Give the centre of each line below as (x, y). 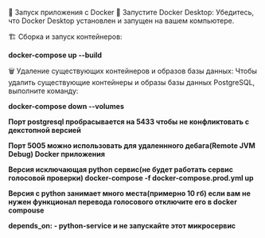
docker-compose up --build (55, 55)
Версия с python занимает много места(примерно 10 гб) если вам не (129, 193)
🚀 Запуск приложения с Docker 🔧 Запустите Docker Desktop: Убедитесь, (131, 12)
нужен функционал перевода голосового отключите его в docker (123, 202)
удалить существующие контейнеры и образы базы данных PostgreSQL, (132, 82)
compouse (26, 210)
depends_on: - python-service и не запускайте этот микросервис (122, 226)
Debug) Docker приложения (57, 154)
